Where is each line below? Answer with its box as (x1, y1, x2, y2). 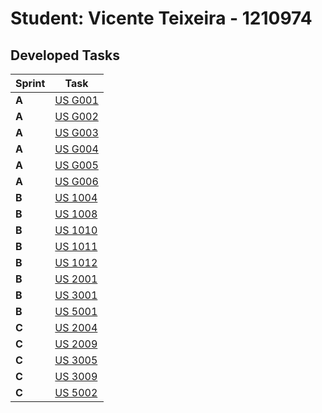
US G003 (54, 126, 99, 139)
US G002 (54, 110, 99, 123)
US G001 (54, 93, 99, 107)
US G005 (54, 158, 99, 172)
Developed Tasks (10, 47, 120, 64)
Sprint (15, 77, 46, 90)
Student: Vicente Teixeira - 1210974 (10, 7, 313, 30)
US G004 (54, 142, 99, 156)
